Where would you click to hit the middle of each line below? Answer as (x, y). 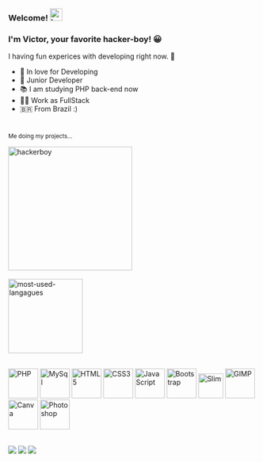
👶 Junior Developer (51, 80)
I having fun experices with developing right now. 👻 (92, 56)
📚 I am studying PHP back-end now (79, 89)
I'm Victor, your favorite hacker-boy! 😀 (85, 39)
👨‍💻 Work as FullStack (54, 101)
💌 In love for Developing (59, 72)
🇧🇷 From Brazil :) (48, 109)
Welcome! (29, 17)
